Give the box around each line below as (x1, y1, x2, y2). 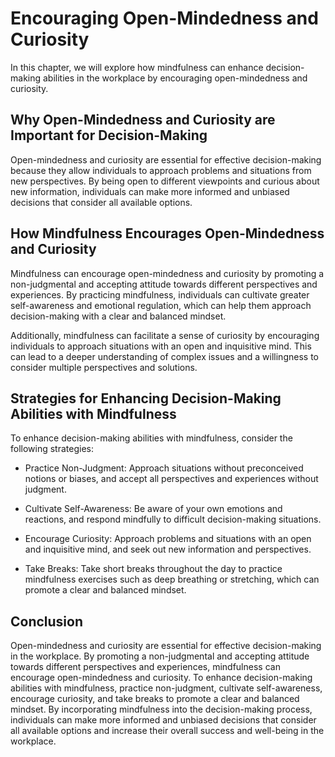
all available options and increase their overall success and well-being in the (10, 725, 325, 737)
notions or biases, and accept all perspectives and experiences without (24, 473, 319, 485)
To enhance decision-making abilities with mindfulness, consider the (10, 432, 293, 444)
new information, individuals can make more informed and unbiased (10, 185, 290, 197)
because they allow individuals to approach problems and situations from (10, 164, 312, 176)
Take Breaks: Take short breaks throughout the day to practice (24, 563, 283, 575)
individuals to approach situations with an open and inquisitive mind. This (10, 340, 312, 352)
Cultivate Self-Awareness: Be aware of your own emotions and (24, 503, 283, 515)
